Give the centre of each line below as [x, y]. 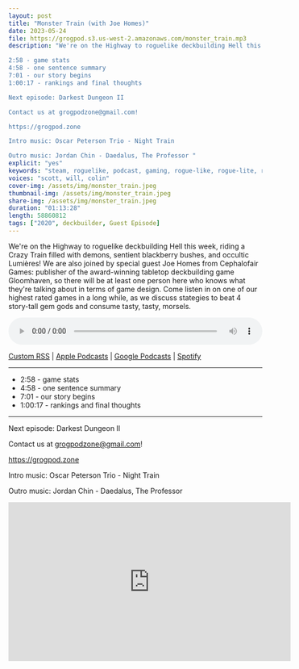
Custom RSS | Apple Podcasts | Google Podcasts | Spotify [105, 356]
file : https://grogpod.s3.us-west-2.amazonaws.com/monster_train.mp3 [128, 38]
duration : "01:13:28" [45, 208]
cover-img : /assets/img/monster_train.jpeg [83, 186]
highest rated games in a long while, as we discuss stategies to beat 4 [125, 297]
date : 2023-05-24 [37, 31]
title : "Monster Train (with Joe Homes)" [79, 23]
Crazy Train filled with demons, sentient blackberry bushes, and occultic [129, 254]
